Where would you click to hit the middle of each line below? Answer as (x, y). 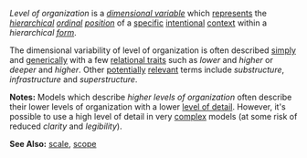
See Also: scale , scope (53, 144)
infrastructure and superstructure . (74, 79)
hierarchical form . (43, 32)
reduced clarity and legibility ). (66, 126)
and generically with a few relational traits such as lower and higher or (142, 60)
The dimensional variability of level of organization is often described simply (153, 50)
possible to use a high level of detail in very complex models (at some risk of (153, 116)
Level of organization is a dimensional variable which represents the (138, 13)
